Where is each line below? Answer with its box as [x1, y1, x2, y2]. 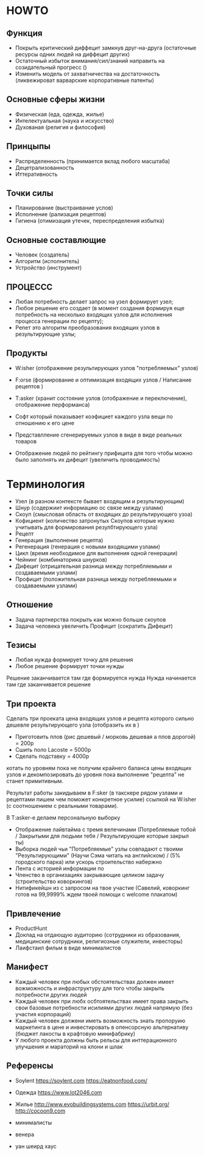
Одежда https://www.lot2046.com [15, 1088, 102, 1096]
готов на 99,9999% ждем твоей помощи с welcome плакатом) [15, 891, 178, 898]
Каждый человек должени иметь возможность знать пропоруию [15, 1017, 186, 1024]
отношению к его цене [15, 419, 75, 426]
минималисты [15, 1119, 52, 1126]
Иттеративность [15, 170, 58, 178]
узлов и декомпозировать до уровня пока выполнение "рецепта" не [6, 771, 185, 779]
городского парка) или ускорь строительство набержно [15, 859, 163, 866]
